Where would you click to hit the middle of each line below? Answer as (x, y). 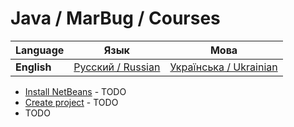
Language (40, 50)
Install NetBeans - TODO (75, 91)
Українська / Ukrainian (223, 67)
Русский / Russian (117, 67)
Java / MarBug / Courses (115, 18)
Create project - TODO (71, 102)
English (33, 67)
